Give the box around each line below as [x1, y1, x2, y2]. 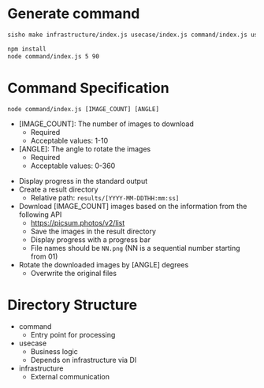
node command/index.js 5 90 [7, 52, 100, 60]
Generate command [7, 5, 140, 23]
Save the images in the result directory [30, 226, 157, 236]
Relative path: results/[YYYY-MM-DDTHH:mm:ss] [30, 192, 180, 202]
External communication [30, 372, 110, 382]
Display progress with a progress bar [30, 234, 151, 244]
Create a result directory [18, 185, 99, 194]
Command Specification [7, 79, 170, 97]
